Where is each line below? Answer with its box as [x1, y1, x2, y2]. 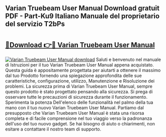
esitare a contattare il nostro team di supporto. [5, 126, 102, 132]
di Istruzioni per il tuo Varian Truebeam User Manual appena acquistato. [5, 62, 154, 67]
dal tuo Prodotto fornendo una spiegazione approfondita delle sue [5, 73, 142, 79]
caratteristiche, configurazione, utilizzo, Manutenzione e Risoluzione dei [5, 78, 155, 84]
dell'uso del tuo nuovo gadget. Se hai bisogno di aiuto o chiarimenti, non [5, 121, 155, 126]
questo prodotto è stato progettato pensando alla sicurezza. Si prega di [5, 89, 153, 95]
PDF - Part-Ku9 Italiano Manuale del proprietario [5, 12, 160, 21]
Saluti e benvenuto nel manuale [96, 56, 161, 62]
